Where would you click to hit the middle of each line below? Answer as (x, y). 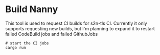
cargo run (16, 47)
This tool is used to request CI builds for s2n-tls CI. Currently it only (76, 23)
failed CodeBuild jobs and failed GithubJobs (52, 34)
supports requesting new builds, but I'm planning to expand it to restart (80, 28)
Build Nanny (32, 9)
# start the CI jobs (27, 43)
